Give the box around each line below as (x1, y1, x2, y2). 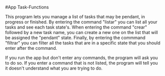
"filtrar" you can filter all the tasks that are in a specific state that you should (5, 40, 161, 46)
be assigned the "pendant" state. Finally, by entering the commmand (5, 35, 146, 40)
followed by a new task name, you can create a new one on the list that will (5, 30, 158, 35)
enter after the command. (5, 45, 57, 51)
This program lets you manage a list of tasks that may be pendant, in (5, 14, 145, 19)
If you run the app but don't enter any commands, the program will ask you (5, 55, 158, 61)
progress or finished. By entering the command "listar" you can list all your (5, 19, 158, 25)
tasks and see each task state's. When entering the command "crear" (5, 24, 147, 30)
